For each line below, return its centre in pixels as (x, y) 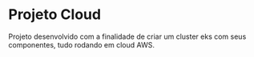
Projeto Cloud (55, 15)
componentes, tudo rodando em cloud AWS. (81, 44)
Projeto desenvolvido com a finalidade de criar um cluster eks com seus (127, 36)
